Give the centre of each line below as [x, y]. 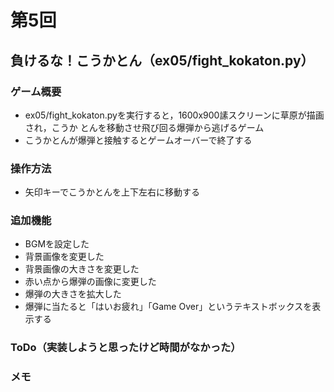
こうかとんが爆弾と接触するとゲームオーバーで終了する [138, 140]
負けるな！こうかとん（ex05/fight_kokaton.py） [162, 60]
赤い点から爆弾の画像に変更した [90, 282]
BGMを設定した [57, 244]
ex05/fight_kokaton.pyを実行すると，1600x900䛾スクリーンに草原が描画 [174, 115]
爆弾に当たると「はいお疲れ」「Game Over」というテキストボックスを [168, 307]
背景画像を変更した [64, 257]
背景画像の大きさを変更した [82, 269]
